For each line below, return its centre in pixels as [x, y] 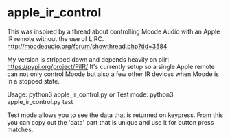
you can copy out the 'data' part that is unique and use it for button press [111, 122]
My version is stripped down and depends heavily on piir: [88, 59]
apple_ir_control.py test [40, 101]
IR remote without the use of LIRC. [56, 38]
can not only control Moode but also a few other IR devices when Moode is [113, 74]
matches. [20, 129]
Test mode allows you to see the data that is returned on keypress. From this [115, 115]
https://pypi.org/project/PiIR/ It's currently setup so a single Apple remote [111, 66]
